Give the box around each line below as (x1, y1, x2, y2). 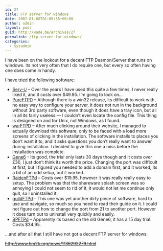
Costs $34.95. (12, 221, 41, 228)
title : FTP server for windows (5, 12, 69, 17)
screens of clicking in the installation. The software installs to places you (12, 133, 159, 139)
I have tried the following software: (5, 77, 75, 83)
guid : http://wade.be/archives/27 (5, 30, 76, 35)
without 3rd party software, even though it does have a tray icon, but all (12, 107, 157, 113)
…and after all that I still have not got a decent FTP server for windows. (5, 231, 148, 237)
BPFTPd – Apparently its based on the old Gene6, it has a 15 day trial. (12, 216, 152, 222)
